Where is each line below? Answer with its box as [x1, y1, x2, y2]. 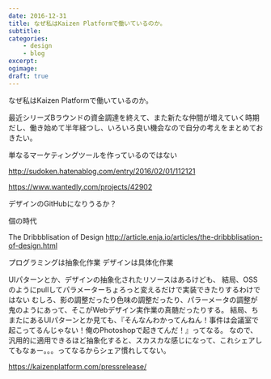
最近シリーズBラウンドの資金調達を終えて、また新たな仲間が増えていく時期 [8, 113, 260, 122]
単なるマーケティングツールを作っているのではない [8, 150, 178, 160]
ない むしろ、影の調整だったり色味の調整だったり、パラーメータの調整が [15, 295, 258, 304]
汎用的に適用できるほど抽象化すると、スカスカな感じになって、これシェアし [8, 335, 263, 345]
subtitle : [8, 27, 42, 35]
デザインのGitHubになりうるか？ [8, 198, 117, 208]
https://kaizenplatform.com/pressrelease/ [8, 361, 147, 371]
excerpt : [8, 57, 38, 66]
